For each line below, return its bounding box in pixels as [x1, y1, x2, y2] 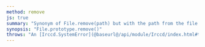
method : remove [6, 9, 45, 15]
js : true [6, 15, 29, 21]
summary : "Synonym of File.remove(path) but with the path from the [6, 20, 184, 26]
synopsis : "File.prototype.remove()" [6, 26, 103, 32]
